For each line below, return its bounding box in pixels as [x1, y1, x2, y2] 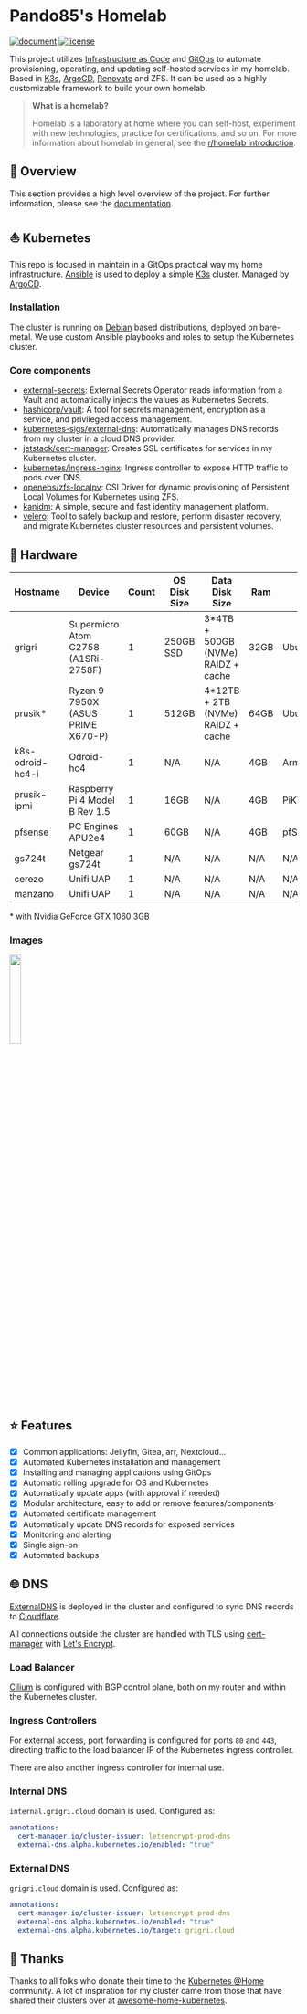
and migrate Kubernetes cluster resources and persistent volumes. [22, 521, 274, 532]
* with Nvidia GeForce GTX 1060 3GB [9, 911, 150, 922]
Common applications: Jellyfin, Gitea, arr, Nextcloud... [22, 1447, 227, 1458]
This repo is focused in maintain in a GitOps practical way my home [9, 258, 263, 269]
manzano [14, 887, 55, 900]
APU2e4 [68, 831, 106, 844]
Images [9, 933, 44, 946]
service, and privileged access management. [22, 414, 193, 425]
